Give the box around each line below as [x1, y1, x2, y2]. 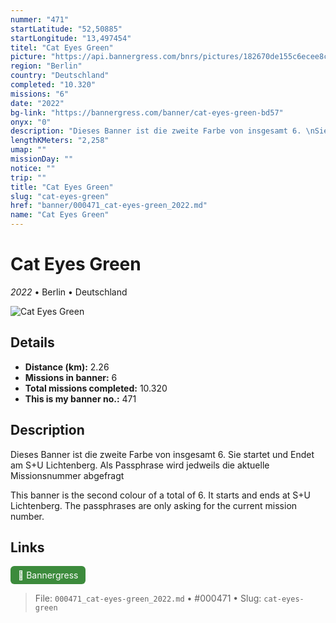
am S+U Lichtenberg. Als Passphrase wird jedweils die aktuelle [10, 459, 270, 471]
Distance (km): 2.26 [24, 361, 110, 373]
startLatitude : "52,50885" [10, 24, 123, 34]
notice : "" [10, 163, 56, 173]
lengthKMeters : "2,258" [10, 136, 110, 146]
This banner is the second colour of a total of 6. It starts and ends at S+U [10, 489, 311, 501]
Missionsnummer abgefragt [10, 469, 125, 481]
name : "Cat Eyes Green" [10, 210, 110, 220]
